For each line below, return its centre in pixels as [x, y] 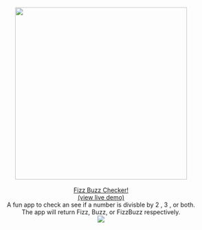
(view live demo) [101, 198]
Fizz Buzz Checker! [101, 190]
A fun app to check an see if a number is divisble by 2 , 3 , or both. [101, 205]
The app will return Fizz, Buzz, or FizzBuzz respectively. [101, 212]
